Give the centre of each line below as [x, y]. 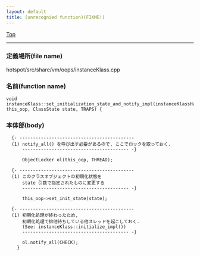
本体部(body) [25, 126]
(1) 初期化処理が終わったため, [45, 216]
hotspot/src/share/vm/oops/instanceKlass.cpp [63, 70]
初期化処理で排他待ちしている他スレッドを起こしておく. [81, 222]
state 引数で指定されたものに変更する [63, 183]
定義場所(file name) [35, 56]
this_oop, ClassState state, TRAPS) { [54, 110]
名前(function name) [36, 86]
